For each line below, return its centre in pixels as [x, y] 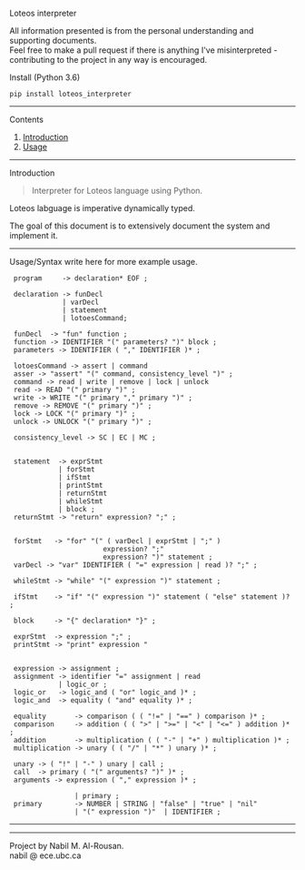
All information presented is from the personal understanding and [132, 30]
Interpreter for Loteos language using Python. [117, 191]
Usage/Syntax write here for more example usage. [103, 262]
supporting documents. [53, 40]
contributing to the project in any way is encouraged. [108, 60]
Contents [26, 119]
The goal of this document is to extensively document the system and [140, 226]
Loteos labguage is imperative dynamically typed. [102, 208]
